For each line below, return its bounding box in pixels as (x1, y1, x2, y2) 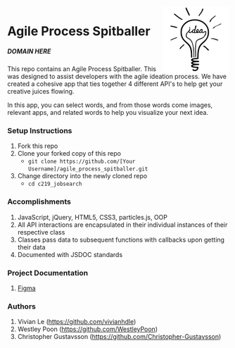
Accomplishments (7, 197, 72, 206)
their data (17, 242, 46, 251)
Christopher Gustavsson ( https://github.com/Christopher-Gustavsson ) (17, 333, 222, 341)
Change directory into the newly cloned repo (17, 172, 148, 180)
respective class (17, 228, 65, 236)
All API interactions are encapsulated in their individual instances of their (17, 220, 228, 229)
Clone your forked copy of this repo (17, 149, 122, 158)
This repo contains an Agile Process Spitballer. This (7, 65, 157, 73)
